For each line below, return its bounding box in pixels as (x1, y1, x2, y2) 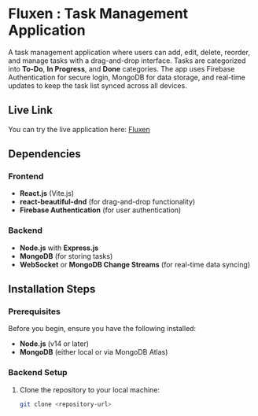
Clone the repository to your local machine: (19, 385, 160, 394)
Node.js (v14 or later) (19, 339, 89, 348)
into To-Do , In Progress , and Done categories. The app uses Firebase (8, 64, 235, 73)
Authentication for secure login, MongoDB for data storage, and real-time (8, 72, 246, 82)
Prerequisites (8, 306, 61, 317)
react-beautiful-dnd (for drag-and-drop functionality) (19, 197, 196, 207)
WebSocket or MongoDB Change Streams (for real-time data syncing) (19, 260, 250, 269)
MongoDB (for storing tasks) (19, 251, 113, 260)
